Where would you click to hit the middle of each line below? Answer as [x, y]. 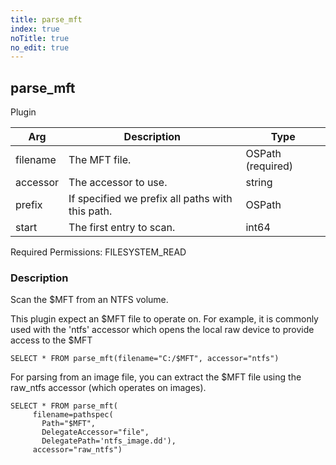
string [259, 183]
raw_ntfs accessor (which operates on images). [108, 388]
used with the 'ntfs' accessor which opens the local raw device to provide [162, 330]
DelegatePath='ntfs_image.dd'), [109, 441]
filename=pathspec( [73, 415]
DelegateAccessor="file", [95, 432]
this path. [90, 211]
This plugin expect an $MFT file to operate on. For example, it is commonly [164, 319]
